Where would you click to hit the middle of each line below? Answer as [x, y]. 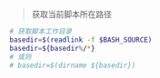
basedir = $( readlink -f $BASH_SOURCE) [81, 40]
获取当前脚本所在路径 [71, 14]
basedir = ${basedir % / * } [52, 48]
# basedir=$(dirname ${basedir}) [73, 65]
